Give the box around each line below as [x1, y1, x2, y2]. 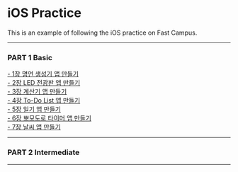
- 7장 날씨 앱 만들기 [7, 122, 62, 132]
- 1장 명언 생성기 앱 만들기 [7, 69, 79, 79]
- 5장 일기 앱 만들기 [7, 105, 62, 114]
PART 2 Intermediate [7, 147, 80, 157]
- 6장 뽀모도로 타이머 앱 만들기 [7, 114, 92, 122]
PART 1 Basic [7, 52, 53, 62]
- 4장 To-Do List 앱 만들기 [7, 96, 81, 105]
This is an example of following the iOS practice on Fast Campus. [7, 28, 198, 37]
